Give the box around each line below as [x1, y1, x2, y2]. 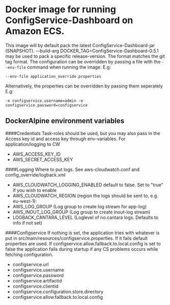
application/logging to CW [5, 141, 60, 147]
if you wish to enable [12, 187, 57, 193]
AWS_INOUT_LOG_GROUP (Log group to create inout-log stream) [12, 209, 151, 215]
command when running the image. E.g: [27, 64, 111, 70]
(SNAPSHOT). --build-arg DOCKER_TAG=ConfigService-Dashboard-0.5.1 [5, 48, 159, 54]
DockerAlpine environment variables [5, 117, 125, 125]
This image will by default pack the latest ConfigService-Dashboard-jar [5, 42, 155, 48]
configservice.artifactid [12, 277, 62, 284]
